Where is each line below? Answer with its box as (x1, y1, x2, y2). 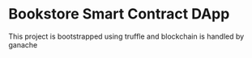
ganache (8, 39, 38, 49)
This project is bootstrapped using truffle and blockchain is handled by (8, 31, 245, 41)
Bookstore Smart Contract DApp (8, 5, 230, 23)
